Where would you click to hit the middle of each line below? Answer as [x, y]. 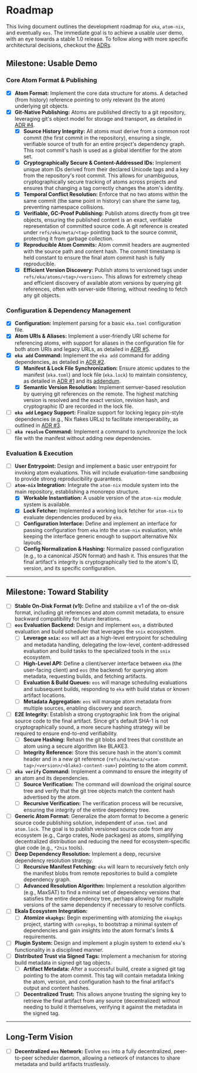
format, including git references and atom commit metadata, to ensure [99, 612]
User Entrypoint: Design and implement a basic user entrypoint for [96, 466]
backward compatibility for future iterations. [68, 619]
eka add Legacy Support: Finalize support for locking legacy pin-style [99, 412]
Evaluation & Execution [40, 453]
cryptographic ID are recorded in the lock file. [78, 406]
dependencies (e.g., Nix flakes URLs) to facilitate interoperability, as [96, 419]
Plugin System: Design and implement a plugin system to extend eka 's [100, 943]
